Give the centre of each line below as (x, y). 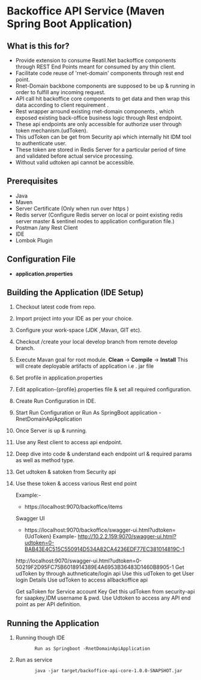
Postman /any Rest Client (47, 227)
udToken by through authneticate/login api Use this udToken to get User (105, 574)
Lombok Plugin (34, 240)
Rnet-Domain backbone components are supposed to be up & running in (105, 86)
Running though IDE (40, 638)
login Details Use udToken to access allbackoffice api (82, 580)
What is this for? (38, 46)
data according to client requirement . (62, 105)
